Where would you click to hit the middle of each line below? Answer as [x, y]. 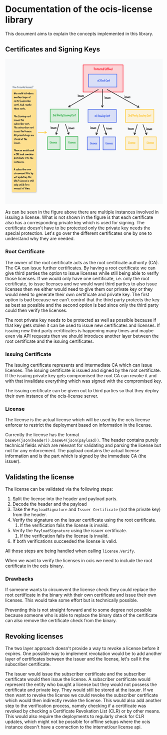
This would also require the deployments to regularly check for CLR [74, 717]
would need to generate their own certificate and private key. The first [77, 294]
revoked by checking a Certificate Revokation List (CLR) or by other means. [83, 711]
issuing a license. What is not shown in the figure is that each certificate [79, 217]
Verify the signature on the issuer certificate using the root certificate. [84, 520]
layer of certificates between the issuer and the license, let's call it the [77, 659]
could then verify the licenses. [36, 310]
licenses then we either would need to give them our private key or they [79, 289]
